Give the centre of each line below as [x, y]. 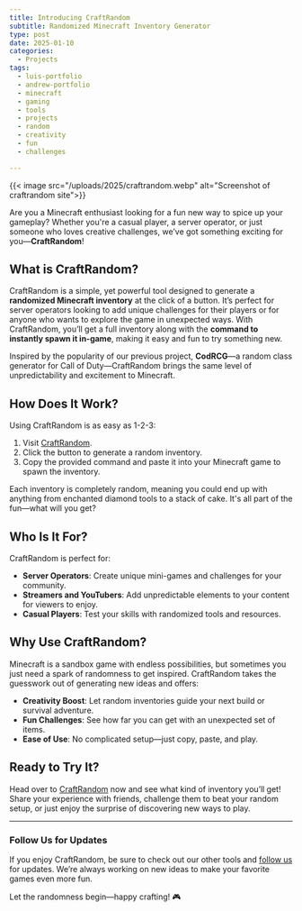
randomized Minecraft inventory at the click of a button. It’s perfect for [142, 301]
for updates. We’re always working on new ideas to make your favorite [140, 869]
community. [44, 586]
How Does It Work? [64, 403]
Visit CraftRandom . [57, 443]
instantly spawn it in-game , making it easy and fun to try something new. [146, 339]
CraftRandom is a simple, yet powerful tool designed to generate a [132, 291]
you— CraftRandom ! [47, 241]
